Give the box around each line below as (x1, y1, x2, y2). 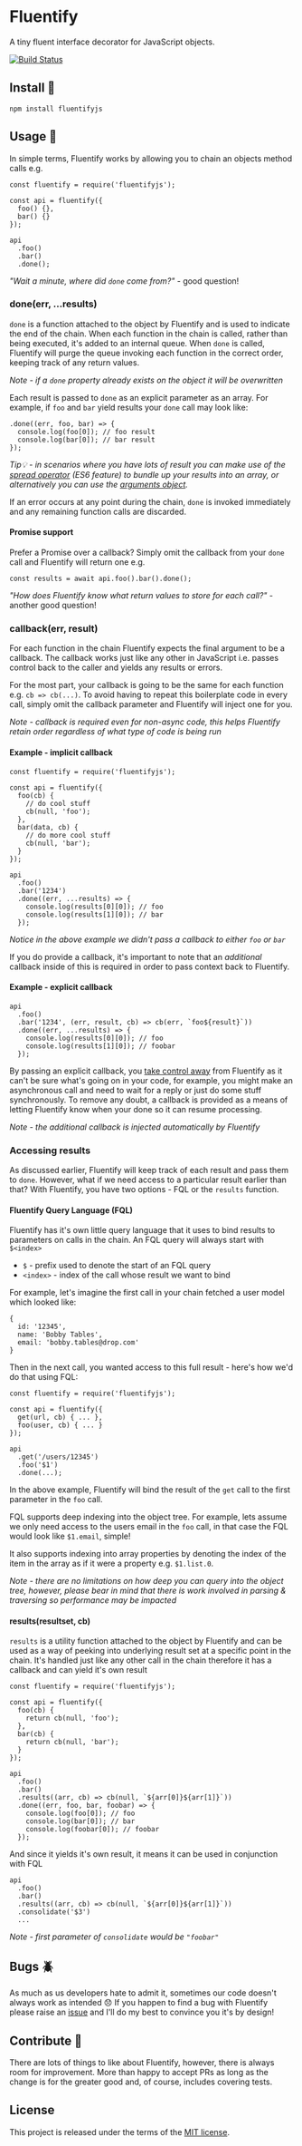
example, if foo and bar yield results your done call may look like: (9, 402, 249, 413)
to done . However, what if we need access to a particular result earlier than (9, 1174, 288, 1185)
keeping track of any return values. (9, 356, 140, 368)
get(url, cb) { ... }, (17, 1413, 103, 1423)
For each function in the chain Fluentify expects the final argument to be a (9, 643, 285, 654)
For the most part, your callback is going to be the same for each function (9, 680, 284, 691)
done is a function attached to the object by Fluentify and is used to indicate (9, 318, 291, 329)
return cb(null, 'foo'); (25, 1714, 119, 1724)
